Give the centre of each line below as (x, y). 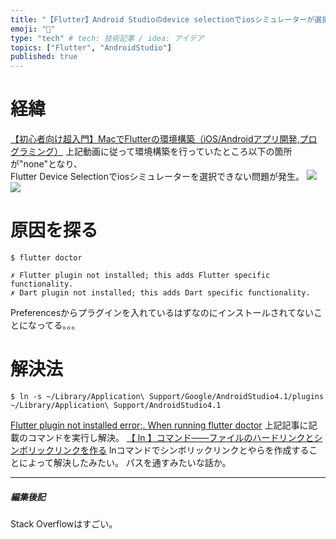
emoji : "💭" (33, 29)
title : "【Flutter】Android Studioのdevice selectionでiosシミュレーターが (162, 19)
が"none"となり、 (46, 164)
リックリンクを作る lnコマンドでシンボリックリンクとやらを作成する (168, 450)
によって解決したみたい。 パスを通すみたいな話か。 (125, 462)
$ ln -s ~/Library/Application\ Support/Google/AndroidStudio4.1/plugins (167, 396)
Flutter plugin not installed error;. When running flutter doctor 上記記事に (159, 425)
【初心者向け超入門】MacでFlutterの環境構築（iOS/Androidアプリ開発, (155, 139)
